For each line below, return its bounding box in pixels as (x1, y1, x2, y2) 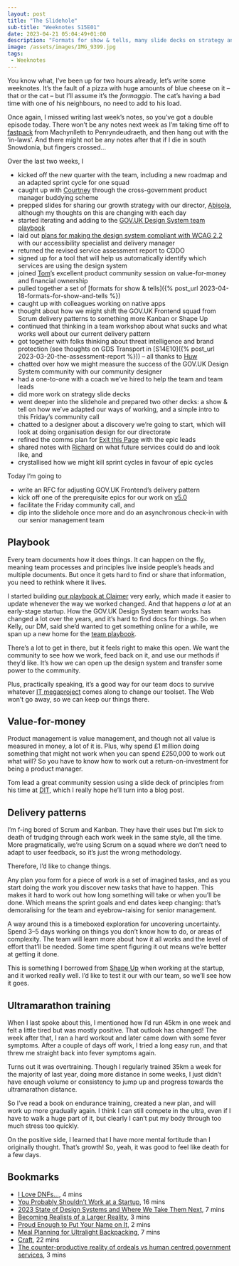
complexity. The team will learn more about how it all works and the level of (7, 935, 228, 944)
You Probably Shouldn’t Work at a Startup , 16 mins (17, 1197, 166, 1206)
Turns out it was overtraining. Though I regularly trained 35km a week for (7, 1062, 222, 1071)
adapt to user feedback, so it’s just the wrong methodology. (7, 848, 182, 857)
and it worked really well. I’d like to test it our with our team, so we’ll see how (7, 971, 232, 980)
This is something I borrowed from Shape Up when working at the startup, (7, 964, 225, 972)
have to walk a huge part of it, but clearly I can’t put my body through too (7, 1114, 222, 1122)
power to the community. (7, 666, 81, 675)
